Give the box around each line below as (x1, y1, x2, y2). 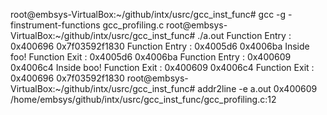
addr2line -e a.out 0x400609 (197, 83, 318, 94)
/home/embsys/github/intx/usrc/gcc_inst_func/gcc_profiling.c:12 (10, 94, 277, 105)
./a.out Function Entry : (197, 30, 292, 41)
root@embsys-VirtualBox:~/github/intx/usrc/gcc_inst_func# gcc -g (10, 9, 287, 20)
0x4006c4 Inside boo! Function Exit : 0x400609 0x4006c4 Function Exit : (10, 62, 315, 73)
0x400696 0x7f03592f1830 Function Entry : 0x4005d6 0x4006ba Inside (10, 40, 310, 52)
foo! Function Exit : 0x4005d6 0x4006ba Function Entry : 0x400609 (10, 51, 292, 63)
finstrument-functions (10, 19, 101, 31)
